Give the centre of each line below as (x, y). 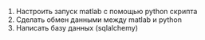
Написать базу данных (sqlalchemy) (77, 28)
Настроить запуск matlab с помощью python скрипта (106, 11)
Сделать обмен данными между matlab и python (99, 20)
